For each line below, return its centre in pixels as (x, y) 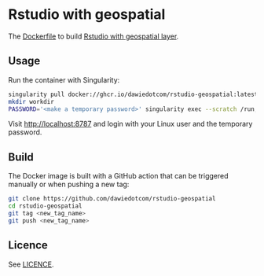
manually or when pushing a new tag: (69, 184)
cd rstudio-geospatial (45, 206)
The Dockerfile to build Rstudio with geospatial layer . (93, 36)
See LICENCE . (31, 264)
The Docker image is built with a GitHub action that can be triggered (119, 176)
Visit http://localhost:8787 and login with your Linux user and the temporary (130, 124)
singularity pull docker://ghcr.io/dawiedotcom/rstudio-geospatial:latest (133, 94)
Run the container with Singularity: (64, 79)
